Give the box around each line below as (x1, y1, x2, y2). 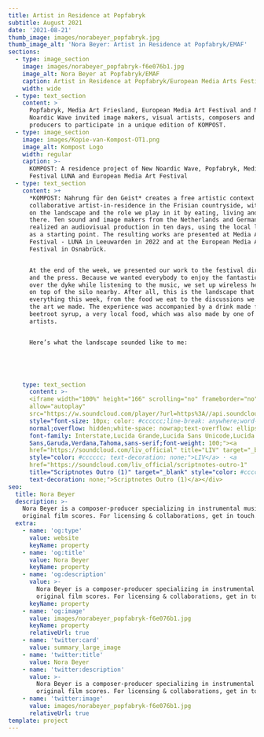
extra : (15, 519, 37, 527)
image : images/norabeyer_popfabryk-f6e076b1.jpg (22, 63, 185, 71)
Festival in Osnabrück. (28, 245, 108, 253)
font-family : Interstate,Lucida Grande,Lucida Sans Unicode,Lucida (28, 431, 255, 440)
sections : (8, 48, 41, 56)
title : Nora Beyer (15, 490, 76, 498)
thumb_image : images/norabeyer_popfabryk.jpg (8, 33, 159, 42)
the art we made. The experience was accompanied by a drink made (28, 303, 251, 311)
